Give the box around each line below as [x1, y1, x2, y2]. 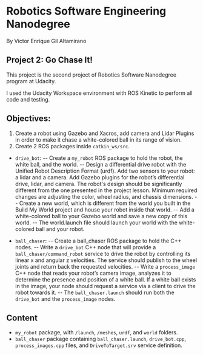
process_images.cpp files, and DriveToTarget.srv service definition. [15, 342, 183, 349]
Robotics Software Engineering [6, 4, 167, 18]
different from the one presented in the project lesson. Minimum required [15, 187, 198, 194]
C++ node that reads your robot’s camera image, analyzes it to [15, 269, 171, 277]
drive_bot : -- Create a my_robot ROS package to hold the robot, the [15, 154, 183, 162]
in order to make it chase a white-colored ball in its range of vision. [15, 136, 182, 143]
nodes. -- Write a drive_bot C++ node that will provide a [15, 243, 156, 250]
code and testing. [6, 95, 50, 103]
